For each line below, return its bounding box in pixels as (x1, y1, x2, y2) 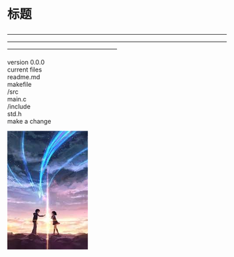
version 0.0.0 (7, 58, 45, 66)
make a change (7, 117, 52, 125)
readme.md (7, 72, 40, 81)
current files (7, 65, 42, 74)
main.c (7, 94, 26, 103)
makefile (7, 80, 32, 88)
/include (7, 102, 31, 110)
